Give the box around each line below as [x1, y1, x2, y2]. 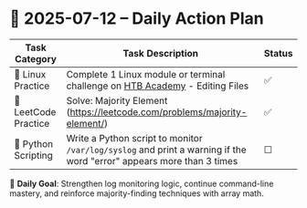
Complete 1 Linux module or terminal [66, 68, 226, 80]
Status [263, 47, 293, 59]
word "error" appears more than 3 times [66, 154, 238, 167]
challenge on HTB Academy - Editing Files [66, 79, 249, 92]
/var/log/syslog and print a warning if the [66, 143, 247, 156]
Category [15, 52, 58, 65]
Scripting [14, 149, 53, 161]
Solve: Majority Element [66, 94, 168, 107]
